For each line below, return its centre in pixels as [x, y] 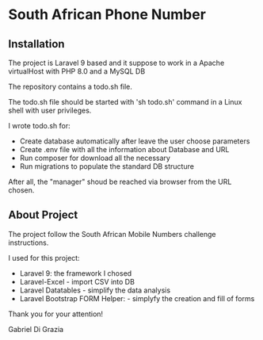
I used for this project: [44, 258]
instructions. [29, 243]
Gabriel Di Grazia [36, 329]
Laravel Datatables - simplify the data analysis [95, 290]
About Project [43, 215]
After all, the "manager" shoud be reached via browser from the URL [120, 181]
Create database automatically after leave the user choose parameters [135, 141]
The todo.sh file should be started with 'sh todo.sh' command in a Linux [125, 102]
